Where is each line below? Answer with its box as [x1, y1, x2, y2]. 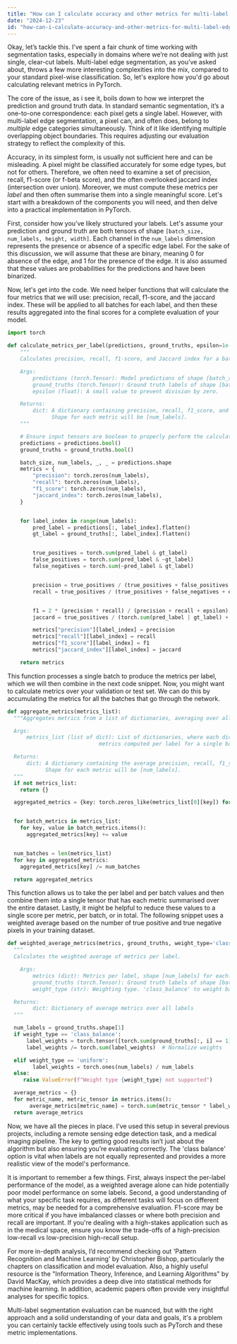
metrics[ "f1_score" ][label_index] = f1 [32, 639, 150, 647]
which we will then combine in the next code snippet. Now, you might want [7, 679, 225, 688]
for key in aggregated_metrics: [13, 857, 109, 864]
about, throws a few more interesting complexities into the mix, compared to [7, 65, 229, 74]
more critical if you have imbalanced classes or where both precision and [7, 1210, 220, 1219]
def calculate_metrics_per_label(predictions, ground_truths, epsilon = [7, 342, 222, 349]
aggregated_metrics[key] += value [25, 831, 128, 838]
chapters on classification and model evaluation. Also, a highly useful [7, 1262, 209, 1270]
